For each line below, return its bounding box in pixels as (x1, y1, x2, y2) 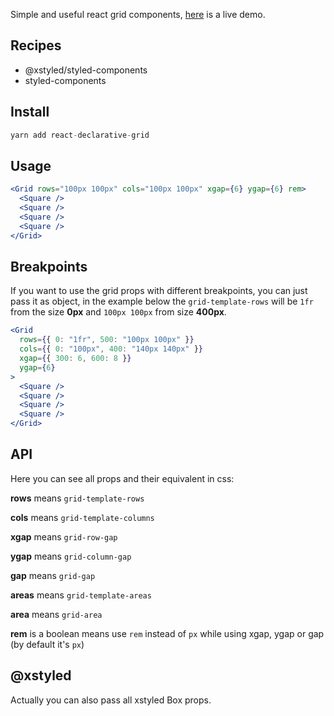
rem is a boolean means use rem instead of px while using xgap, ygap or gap (10, 627, 325, 639)
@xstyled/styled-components (24, 64, 148, 76)
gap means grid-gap (10, 569, 96, 581)
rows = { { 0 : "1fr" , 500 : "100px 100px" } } (19, 335, 195, 345)
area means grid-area (10, 608, 103, 620)
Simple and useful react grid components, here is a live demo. (10, 9, 266, 20)
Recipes (10, 37, 62, 54)
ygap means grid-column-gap (10, 550, 132, 562)
